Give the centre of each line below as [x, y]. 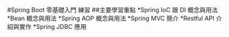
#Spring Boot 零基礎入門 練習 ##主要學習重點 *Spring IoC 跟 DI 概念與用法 [113, 10]
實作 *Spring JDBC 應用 [53, 27]
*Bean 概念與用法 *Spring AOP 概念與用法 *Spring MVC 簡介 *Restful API [111, 18]
